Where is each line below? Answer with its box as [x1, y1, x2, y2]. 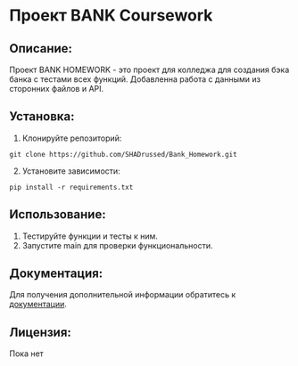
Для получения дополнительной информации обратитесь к [9, 289, 236, 300]
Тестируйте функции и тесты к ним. [21, 231, 159, 241]
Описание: [9, 41, 73, 56]
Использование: [9, 207, 106, 223]
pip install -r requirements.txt [9, 183, 134, 191]
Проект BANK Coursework [9, 5, 213, 26]
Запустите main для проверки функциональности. [21, 240, 213, 250]
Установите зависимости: [21, 166, 120, 176]
